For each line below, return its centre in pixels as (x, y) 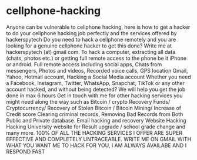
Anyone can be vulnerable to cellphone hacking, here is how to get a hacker (98, 27)
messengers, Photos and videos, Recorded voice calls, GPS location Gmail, (97, 70)
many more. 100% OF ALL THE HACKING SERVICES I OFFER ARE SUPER (94, 132)
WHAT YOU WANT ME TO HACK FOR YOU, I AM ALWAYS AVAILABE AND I (96, 145)
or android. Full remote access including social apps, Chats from (84, 64)
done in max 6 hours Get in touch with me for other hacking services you (94, 96)
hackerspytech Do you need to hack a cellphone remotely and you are (91, 39)
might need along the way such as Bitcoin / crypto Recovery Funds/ (88, 101)
